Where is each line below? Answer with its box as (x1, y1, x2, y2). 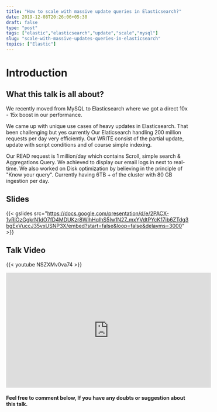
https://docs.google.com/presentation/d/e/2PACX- (47, 210, 170, 217)
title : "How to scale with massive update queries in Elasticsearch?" (6, 8, 182, 15)
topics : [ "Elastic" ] (6, 41, 57, 47)
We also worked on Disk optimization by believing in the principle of (19, 165, 183, 172)
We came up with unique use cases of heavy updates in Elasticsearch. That (6, 122, 188, 129)
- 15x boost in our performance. (6, 111, 83, 118)
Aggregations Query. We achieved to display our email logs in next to (6, 158, 173, 165)
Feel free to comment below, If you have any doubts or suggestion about (6, 394, 185, 401)
